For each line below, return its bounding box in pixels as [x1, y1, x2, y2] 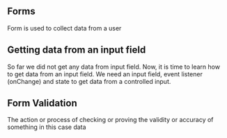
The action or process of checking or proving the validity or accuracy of [7, 116, 214, 124]
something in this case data [7, 123, 86, 131]
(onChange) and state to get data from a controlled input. [7, 77, 171, 85]
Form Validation [7, 97, 78, 110]
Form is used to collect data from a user [7, 24, 122, 32]
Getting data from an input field [7, 44, 146, 56]
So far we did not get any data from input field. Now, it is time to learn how [7, 62, 221, 71]
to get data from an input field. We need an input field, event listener [7, 69, 203, 78]
